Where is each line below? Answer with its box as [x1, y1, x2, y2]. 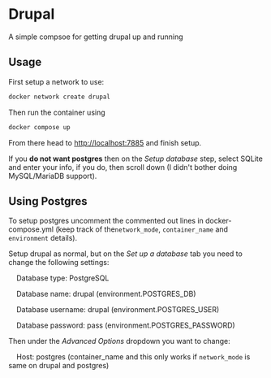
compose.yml [8, 224, 54, 234]
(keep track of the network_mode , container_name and [55, 224, 229, 234]
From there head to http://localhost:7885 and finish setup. [8, 137, 202, 147]
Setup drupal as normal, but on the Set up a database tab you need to [8, 249, 243, 259]
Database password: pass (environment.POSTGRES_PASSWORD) [15, 320, 235, 330]
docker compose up [8, 123, 71, 131]
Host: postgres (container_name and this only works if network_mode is [15, 352, 251, 362]
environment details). [8, 233, 78, 243]
